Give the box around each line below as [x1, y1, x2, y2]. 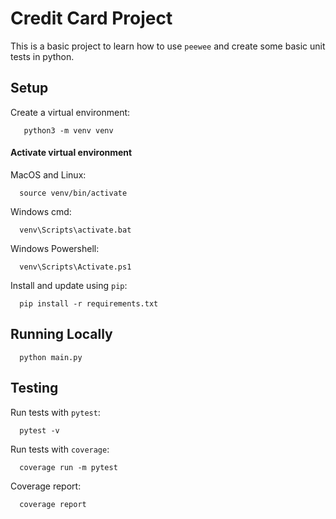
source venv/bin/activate [19, 188, 128, 198]
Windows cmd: [10, 205, 72, 217]
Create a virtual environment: [10, 106, 131, 118]
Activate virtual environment [10, 147, 133, 159]
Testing [10, 380, 59, 397]
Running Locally [10, 326, 113, 343]
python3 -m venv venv [23, 125, 114, 136]
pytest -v [19, 425, 60, 436]
